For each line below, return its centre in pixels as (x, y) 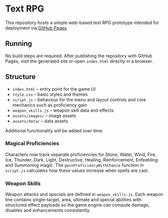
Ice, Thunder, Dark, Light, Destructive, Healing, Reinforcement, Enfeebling (81, 160)
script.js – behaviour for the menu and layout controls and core (79, 99)
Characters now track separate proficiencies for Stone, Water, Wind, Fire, (81, 154)
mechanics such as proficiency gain (50, 105)
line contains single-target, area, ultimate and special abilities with (73, 200)
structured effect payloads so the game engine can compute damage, (77, 205)
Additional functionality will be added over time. (54, 130)
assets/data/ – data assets (40, 121)
